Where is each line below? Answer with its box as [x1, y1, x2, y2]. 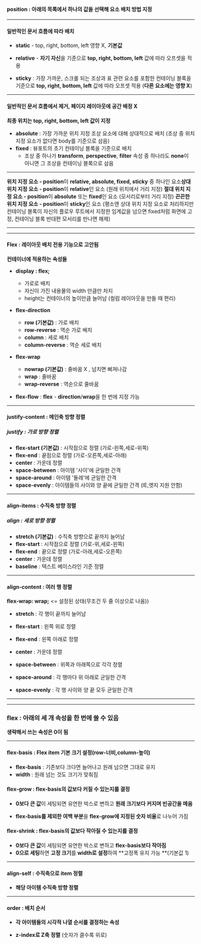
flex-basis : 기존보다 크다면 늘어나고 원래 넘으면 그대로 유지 [15, 763, 156, 770]
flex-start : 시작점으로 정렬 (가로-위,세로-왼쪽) [15, 540, 125, 547]
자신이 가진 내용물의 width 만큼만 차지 [24, 287, 113, 294]
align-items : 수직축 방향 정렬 [7, 502, 76, 509]
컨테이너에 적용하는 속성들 [7, 255, 67, 263]
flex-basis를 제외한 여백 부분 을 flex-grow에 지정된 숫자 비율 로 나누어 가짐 [15, 812, 188, 820]
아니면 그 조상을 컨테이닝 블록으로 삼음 [24, 159, 114, 166]
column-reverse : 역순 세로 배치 [24, 341, 102, 348]
